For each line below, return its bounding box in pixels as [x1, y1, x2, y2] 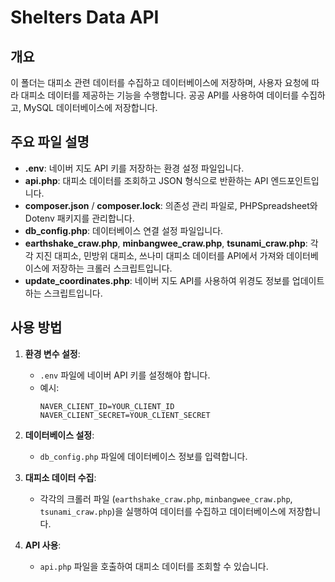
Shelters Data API [10, 6, 160, 29]
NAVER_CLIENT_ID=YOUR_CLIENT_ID [39, 401, 175, 411]
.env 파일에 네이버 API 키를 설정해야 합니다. [39, 369, 211, 381]
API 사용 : [24, 539, 62, 551]
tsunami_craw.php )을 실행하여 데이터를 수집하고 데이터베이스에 [39, 505, 287, 517]
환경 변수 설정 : [24, 347, 81, 360]
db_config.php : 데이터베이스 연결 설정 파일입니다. [24, 224, 224, 236]
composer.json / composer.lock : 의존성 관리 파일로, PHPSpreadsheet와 [24, 199, 318, 211]
